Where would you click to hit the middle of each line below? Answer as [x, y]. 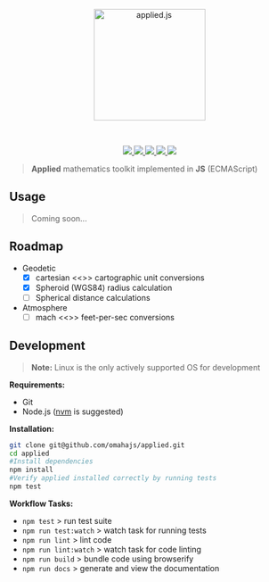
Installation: [32, 428]
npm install [31, 470]
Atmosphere [45, 307]
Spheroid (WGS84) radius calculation [104, 287]
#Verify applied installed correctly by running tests [113, 478]
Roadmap [37, 247]
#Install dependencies [51, 461]
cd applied [29, 453]
